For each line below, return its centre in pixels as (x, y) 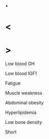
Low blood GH (20, 64)
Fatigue (13, 83)
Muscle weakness (24, 93)
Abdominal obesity (24, 103)
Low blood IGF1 (21, 74)
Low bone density (24, 122)
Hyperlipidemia (21, 113)
